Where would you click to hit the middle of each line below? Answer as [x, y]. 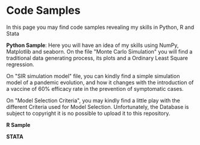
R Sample [18, 125]
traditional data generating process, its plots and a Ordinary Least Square [97, 58]
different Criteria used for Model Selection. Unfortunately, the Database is [98, 106]
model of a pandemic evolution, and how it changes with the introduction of [100, 82]
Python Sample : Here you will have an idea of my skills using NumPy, [92, 45]
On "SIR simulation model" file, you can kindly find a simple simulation [93, 76]
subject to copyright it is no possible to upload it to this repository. [88, 113]
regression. [20, 64]
